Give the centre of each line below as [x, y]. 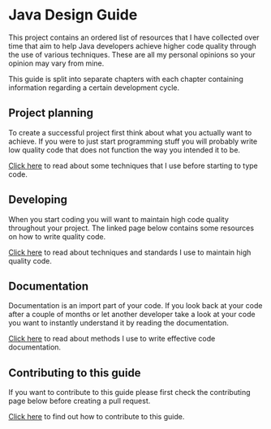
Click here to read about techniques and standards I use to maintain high [130, 252]
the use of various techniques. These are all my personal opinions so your [132, 54]
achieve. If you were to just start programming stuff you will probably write [133, 141]
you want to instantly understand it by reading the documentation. [119, 323]
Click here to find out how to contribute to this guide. [97, 417]
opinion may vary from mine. [56, 63]
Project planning [51, 113]
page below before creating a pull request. [80, 401]
